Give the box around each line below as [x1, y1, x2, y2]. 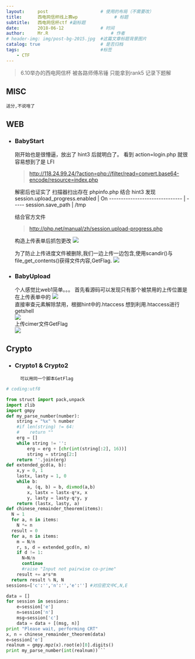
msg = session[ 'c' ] [16, 615, 59, 621]
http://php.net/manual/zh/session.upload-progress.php [29, 225, 163, 232]
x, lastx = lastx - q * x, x [27, 489, 88, 496]
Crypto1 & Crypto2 [14, 361, 69, 369]
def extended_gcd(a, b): [6, 462, 67, 468]
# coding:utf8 [6, 386, 41, 392]
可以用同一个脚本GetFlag [20, 376, 74, 382]
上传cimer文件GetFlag [14, 320, 69, 327]
